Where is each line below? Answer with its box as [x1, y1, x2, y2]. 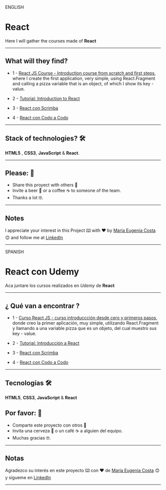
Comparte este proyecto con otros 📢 [12, 422, 87, 428]
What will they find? [5, 57, 68, 65]
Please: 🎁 [5, 168, 35, 177]
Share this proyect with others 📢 [12, 182, 78, 188]
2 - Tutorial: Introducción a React [12, 340, 80, 346]
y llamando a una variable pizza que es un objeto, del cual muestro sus [12, 325, 157, 331]
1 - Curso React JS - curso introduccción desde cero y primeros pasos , [12, 315, 158, 321]
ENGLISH [5, 4, 24, 10]
